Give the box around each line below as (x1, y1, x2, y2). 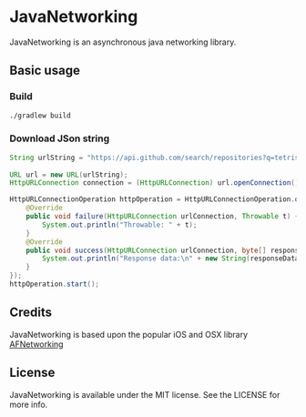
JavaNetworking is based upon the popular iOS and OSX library (9, 329, 249, 340)
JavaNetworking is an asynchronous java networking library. (9, 36, 237, 47)
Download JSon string (9, 132, 110, 145)
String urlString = (9, 153, 84, 162)
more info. (9, 399, 48, 410)
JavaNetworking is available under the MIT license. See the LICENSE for (9, 389, 280, 400)
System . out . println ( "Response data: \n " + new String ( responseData (42, 254, 300, 263)
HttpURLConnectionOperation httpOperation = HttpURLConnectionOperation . (9, 195, 296, 204)
